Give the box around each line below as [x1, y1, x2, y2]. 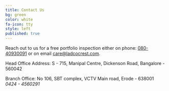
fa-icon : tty [5, 21, 33, 27]
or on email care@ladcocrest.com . [28, 50, 101, 56]
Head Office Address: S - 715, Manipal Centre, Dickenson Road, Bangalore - [5, 60, 165, 66]
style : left [5, 26, 31, 32]
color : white [5, 17, 33, 22]
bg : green [5, 12, 27, 17]
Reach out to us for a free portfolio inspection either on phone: [5, 45, 137, 51]
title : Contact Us [5, 7, 44, 13]
